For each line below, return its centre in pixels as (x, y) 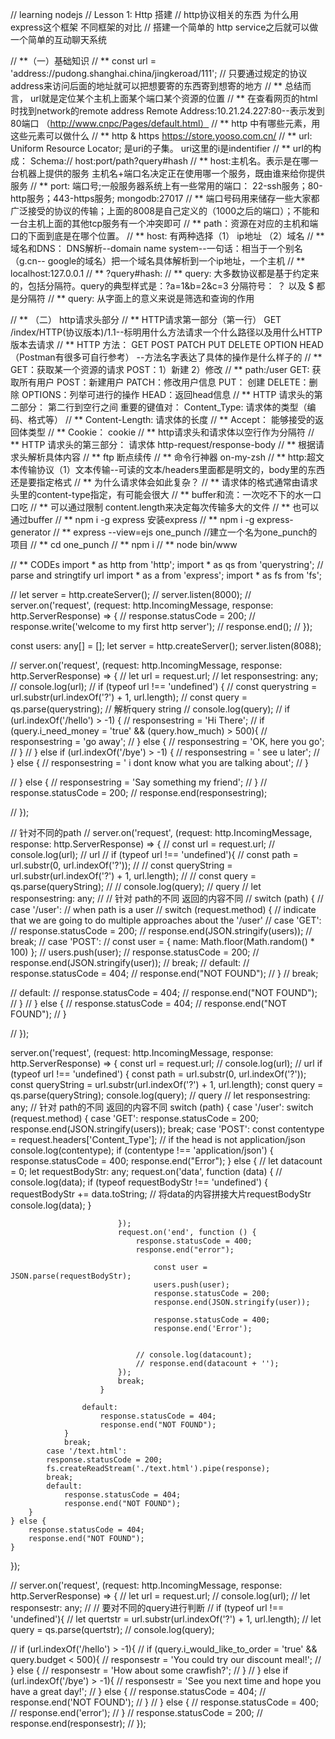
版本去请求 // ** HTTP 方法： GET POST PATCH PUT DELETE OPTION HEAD (167, 344)
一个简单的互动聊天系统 (58, 39)
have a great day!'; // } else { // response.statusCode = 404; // (138, 1691)
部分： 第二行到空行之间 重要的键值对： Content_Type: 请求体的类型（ (163, 407)
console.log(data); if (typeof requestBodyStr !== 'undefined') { (139, 1182)
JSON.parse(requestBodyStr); (71, 1276)
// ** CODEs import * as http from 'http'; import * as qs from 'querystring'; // (167, 564)
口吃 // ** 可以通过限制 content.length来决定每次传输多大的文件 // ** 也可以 (165, 507)
